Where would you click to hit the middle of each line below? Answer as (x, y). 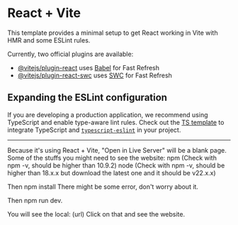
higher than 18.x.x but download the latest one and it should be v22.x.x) (112, 172)
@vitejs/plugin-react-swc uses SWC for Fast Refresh (95, 75)
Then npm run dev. (35, 200)
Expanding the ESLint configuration (87, 98)
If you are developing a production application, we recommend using (108, 114)
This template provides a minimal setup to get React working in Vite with (113, 33)
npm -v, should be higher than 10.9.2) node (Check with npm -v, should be (116, 165)
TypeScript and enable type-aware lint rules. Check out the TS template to (116, 122)
